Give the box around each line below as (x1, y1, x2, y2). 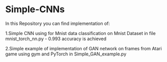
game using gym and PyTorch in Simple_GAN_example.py (5, 51, 127, 57)
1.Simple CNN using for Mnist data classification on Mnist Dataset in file (5, 30, 156, 36)
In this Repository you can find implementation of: (5, 20, 110, 26)
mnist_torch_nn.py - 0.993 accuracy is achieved (5, 36, 106, 42)
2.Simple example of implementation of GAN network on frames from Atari (5, 45, 162, 51)
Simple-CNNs (5, 4, 65, 15)
